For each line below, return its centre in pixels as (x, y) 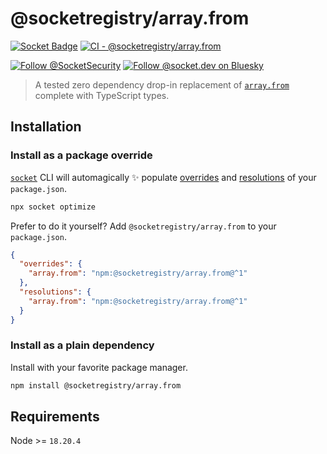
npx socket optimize (53, 207)
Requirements (55, 417)
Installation (46, 127)
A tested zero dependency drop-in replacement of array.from (162, 84)
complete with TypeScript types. (102, 95)
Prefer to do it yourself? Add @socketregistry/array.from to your (143, 226)
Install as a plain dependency (82, 345)
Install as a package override (81, 155)
